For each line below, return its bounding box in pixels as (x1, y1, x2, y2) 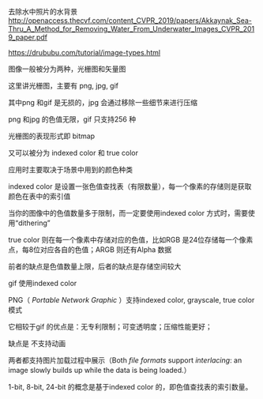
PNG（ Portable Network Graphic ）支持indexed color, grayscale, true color (8, 295, 255, 304)
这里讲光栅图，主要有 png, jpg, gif (8, 81, 119, 90)
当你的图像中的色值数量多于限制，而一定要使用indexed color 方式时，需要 (8, 209, 249, 217)
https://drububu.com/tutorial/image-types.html (8, 48, 160, 57)
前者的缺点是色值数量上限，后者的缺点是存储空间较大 (8, 262, 182, 271)
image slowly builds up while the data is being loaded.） (8, 366, 191, 375)
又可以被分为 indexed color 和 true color (8, 149, 139, 157)
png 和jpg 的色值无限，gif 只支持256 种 (8, 115, 137, 124)
